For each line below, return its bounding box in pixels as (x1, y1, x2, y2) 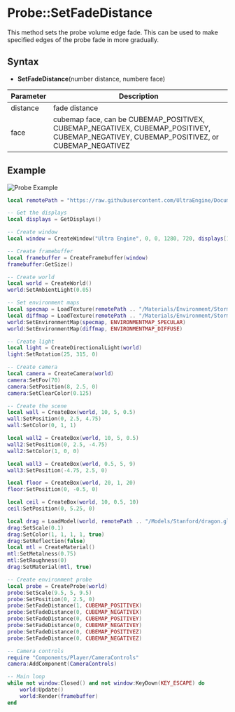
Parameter (10, 91, 47, 101)
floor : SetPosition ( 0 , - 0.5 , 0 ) (7, 486, 99, 493)
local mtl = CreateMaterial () (7, 544, 96, 551)
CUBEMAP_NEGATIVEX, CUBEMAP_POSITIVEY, (52, 123, 211, 133)
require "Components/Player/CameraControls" (7, 654, 139, 661)
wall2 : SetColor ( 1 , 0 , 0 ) (7, 448, 80, 455)
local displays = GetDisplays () (7, 216, 101, 223)
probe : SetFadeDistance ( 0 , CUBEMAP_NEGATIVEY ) (7, 622, 142, 629)
